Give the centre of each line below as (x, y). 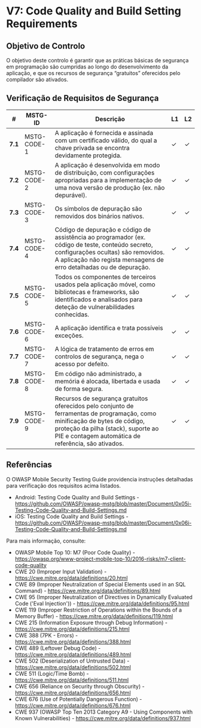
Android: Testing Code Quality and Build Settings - (77, 497)
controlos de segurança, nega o (100, 356)
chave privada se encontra (92, 148)
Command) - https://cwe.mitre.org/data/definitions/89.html (87, 591)
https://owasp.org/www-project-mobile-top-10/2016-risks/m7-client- (100, 559)
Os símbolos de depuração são (98, 208)
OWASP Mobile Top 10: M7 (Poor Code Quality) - (75, 552)
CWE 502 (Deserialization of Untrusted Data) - (72, 661)
